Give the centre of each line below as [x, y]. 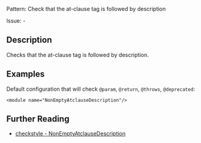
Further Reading [38, 119]
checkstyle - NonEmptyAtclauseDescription [70, 134]
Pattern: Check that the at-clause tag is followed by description [86, 9]
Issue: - [16, 21]
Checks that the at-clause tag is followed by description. [78, 55]
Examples [25, 74]
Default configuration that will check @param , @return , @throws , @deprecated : [101, 89]
